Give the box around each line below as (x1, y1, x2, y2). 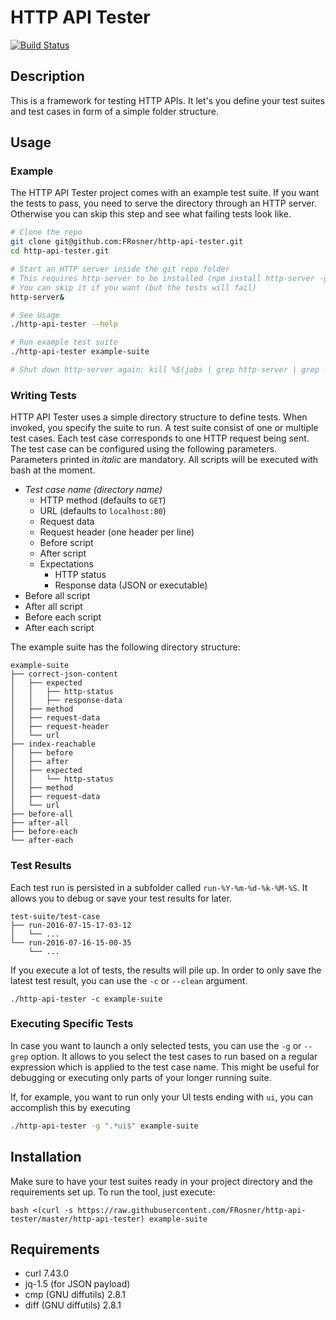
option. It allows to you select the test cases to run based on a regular (30, 1050, 318, 1062)
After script (39, 547, 87, 560)
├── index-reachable (10, 739, 97, 750)
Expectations (39, 558, 94, 570)
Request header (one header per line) (39, 526, 195, 538)
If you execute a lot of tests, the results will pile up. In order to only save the (10, 964, 322, 976)
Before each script (24, 611, 102, 623)
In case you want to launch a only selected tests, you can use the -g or (10, 1039, 302, 1051)
